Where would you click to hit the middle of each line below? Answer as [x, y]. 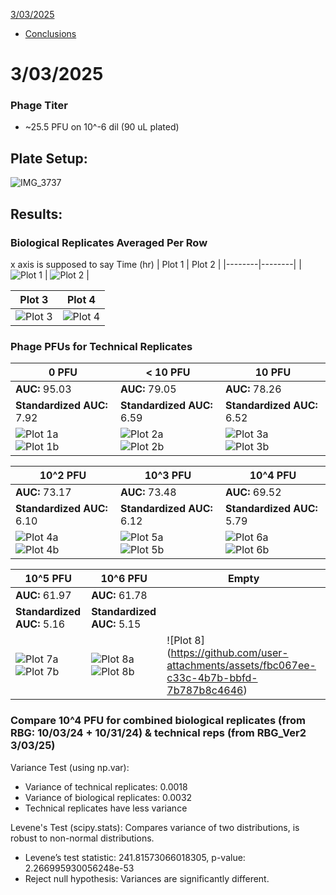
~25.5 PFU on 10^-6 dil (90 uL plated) [102, 127]
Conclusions [50, 33]
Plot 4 [81, 299]
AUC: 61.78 [119, 596]
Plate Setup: [49, 158]
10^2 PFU [63, 476]
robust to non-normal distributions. [82, 838]
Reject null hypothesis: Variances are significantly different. [147, 878]
